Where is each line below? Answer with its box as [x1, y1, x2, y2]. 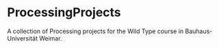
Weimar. [38, 34, 63, 42]
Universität [7, 34, 38, 42]
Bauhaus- [184, 27, 213, 35]
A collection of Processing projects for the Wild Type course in [7, 27, 184, 35]
